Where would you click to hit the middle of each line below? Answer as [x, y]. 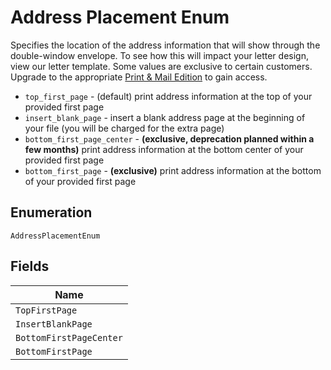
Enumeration [51, 212]
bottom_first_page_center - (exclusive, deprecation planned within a [169, 138]
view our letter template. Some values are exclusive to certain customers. [161, 66]
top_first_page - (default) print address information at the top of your [168, 96]
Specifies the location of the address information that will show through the [165, 45]
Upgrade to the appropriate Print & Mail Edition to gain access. [139, 77]
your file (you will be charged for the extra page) [124, 128]
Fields [30, 266]
